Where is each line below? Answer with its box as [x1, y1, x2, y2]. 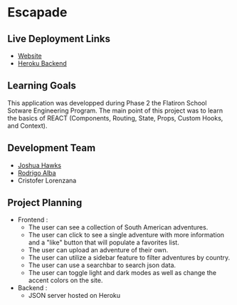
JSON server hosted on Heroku [28, 291, 121, 300]
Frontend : [17, 215, 48, 224]
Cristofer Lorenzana [17, 176, 77, 185]
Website [17, 51, 43, 60]
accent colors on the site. [28, 276, 103, 285]
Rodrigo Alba [17, 168, 56, 177]
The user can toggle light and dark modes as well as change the [28, 269, 217, 277]
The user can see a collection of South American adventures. [28, 223, 209, 232]
